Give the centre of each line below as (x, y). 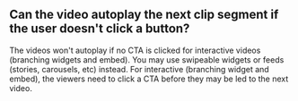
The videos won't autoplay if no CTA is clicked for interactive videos (135, 50)
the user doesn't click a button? (100, 29)
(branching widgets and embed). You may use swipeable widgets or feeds (147, 59)
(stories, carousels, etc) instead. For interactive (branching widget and (139, 69)
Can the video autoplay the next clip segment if (144, 15)
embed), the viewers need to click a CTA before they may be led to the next (149, 79)
